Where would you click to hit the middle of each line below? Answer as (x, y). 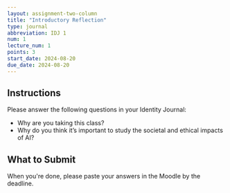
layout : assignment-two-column (52, 13)
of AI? (26, 138)
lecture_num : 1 (29, 46)
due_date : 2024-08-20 (38, 65)
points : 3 (21, 53)
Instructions (34, 93)
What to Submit (42, 159)
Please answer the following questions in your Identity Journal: (97, 110)
